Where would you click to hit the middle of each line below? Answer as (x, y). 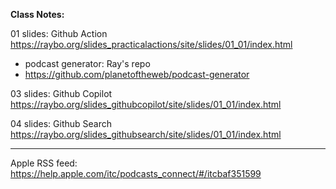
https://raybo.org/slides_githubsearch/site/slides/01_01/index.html (146, 134)
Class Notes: (37, 14)
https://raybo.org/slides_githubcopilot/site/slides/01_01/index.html (146, 104)
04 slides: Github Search (61, 123)
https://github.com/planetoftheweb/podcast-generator (137, 74)
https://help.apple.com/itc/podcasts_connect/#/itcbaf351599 (136, 173)
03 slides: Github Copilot (61, 93)
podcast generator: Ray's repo (87, 63)
